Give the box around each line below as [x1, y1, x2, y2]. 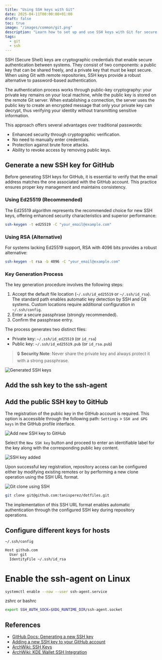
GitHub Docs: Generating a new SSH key [12, 634, 94, 640]
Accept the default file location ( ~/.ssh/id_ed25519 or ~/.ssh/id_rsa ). [12, 291, 151, 297]
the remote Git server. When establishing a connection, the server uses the [5, 97, 155, 103]
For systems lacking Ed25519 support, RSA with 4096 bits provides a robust [5, 244, 157, 250]
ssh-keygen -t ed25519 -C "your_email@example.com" [5, 222, 112, 227]
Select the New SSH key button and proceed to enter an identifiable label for [5, 440, 155, 446]
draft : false [5, 16, 32, 21]
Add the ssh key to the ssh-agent [5, 381, 108, 390]
